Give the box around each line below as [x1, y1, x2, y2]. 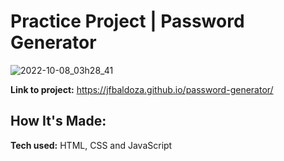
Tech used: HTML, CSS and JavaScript [10, 139, 173, 151]
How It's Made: [10, 113, 107, 130]
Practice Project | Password [10, 10, 245, 33]
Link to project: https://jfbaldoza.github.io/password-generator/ [10, 83, 274, 95]
